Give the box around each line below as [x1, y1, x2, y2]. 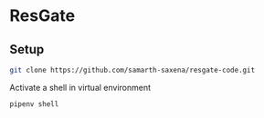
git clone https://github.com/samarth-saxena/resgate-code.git [9, 65, 256, 74]
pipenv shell [9, 99, 59, 109]
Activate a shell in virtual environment [9, 82, 152, 93]
